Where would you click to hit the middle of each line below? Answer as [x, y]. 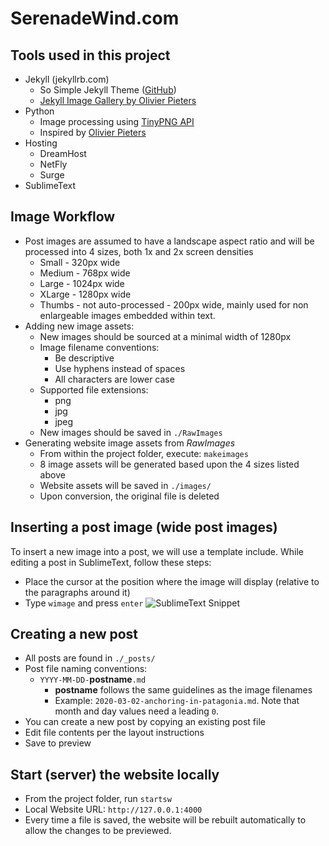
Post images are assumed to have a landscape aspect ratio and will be [169, 241]
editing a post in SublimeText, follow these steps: [111, 562]
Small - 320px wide [80, 262]
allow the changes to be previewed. [98, 831]
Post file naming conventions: [86, 669]
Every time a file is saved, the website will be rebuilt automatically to [165, 820]
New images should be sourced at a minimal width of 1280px [165, 336]
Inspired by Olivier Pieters [93, 132]
